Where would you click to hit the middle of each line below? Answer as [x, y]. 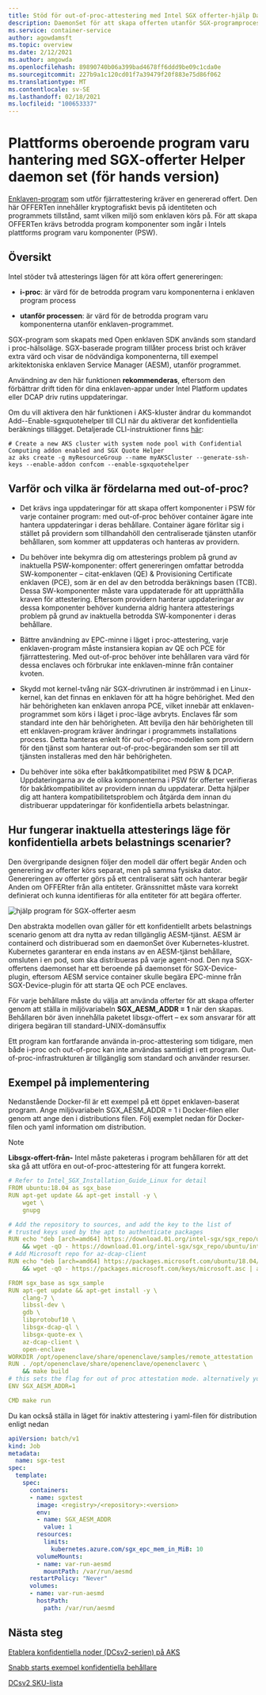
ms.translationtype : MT [47, 82]
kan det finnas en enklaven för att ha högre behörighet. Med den [149, 697]
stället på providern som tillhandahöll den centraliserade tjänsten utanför [138, 533]
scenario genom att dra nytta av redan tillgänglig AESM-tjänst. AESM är [125, 934]
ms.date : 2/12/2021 [40, 52]
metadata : [25, 1453]
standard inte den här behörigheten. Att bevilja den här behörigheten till [136, 722]
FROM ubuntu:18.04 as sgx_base [60, 1188]
